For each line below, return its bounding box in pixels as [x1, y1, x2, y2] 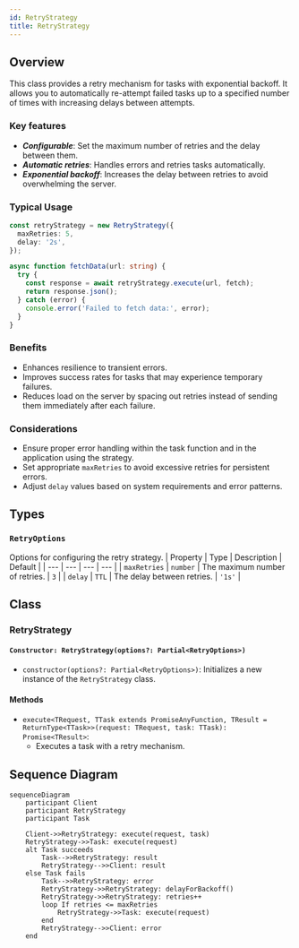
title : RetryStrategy [9, 22, 90, 30]
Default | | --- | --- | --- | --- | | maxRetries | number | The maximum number [9, 561, 286, 572]
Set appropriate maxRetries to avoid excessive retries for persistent [21, 462, 270, 472]
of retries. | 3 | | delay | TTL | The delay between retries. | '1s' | [9, 571, 242, 582]
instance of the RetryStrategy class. [21, 674, 157, 685]
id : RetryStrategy [9, 13, 78, 22]
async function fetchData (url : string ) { [9, 262, 167, 271]
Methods [9, 694, 44, 704]
